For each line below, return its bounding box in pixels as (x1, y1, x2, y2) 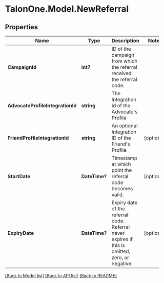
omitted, (111, 248, 131, 255)
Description (111, 38, 140, 44)
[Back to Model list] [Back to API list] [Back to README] (5, 273, 117, 279)
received (111, 70, 132, 77)
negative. (111, 260, 133, 267)
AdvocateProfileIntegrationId (7, 102, 77, 109)
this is (111, 242, 125, 248)
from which (111, 58, 138, 64)
